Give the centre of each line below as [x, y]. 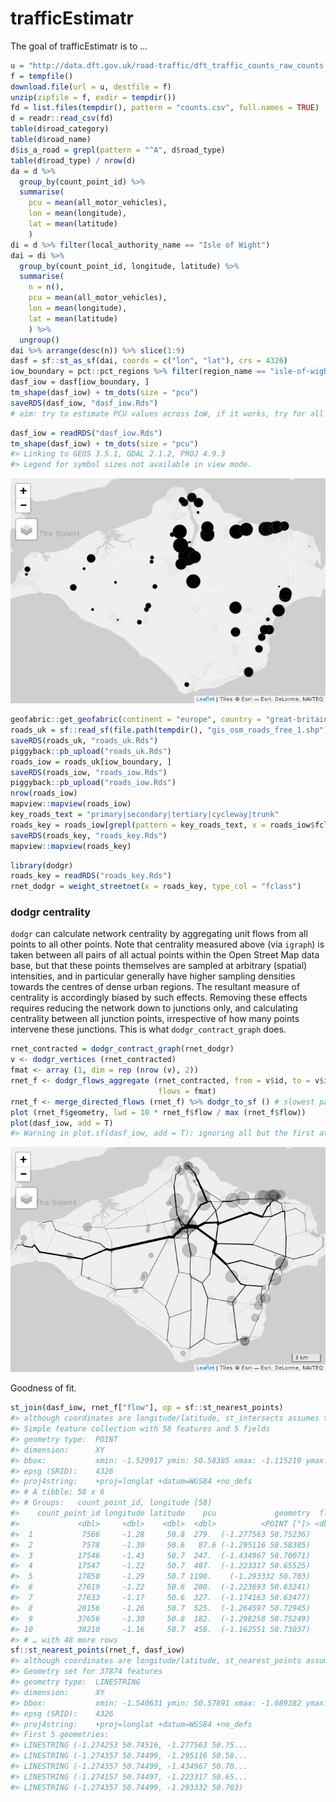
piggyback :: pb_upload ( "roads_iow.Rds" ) [93, 783]
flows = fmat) [187, 1091]
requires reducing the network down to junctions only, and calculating [154, 1008]
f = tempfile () [42, 76]
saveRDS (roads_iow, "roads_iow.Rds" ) [89, 772]
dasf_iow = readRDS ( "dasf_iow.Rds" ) [86, 433]
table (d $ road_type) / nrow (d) [73, 160]
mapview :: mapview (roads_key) [71, 846]
